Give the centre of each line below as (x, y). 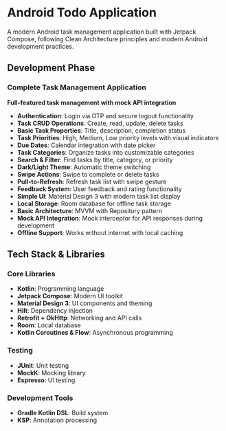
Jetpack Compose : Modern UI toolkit (70, 296)
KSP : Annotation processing (57, 420)
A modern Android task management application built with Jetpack (102, 32)
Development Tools (40, 398)
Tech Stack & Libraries (56, 255)
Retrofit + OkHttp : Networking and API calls (79, 318)
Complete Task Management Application (77, 87)
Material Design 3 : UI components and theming (84, 303)
